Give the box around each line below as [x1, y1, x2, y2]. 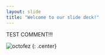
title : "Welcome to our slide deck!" [6, 14, 100, 20]
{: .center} [31, 42, 57, 50]
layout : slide [6, 8, 42, 15]
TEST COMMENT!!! [6, 30, 53, 38]
